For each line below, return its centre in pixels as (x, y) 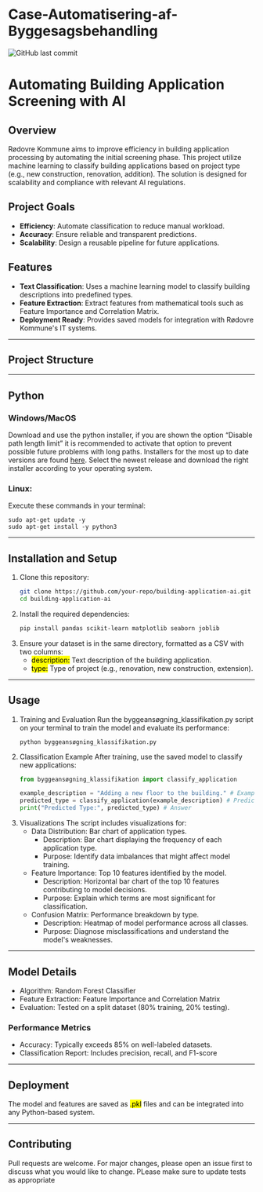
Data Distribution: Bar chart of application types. (109, 831)
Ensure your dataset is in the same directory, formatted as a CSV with (131, 643)
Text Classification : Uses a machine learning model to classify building (135, 286)
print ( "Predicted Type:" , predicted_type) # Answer (105, 808)
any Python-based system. (52, 1113)
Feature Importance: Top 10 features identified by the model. (129, 873)
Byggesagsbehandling (83, 31)
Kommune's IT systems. (58, 328)
